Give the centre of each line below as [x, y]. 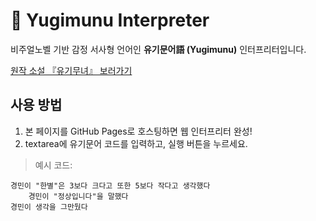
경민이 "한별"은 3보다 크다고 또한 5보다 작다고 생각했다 [110, 185]
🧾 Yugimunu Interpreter [110, 20]
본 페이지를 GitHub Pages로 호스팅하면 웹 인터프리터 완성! [138, 131]
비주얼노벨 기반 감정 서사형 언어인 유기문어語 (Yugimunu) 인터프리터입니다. [158, 49]
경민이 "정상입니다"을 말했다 [78, 196]
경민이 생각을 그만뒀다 [49, 207]
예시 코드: [53, 165]
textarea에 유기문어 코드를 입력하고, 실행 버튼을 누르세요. [136, 143]
